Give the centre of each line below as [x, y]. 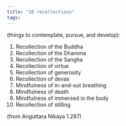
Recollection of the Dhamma [51, 53]
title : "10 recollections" [41, 12]
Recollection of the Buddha [49, 47]
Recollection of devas [43, 79]
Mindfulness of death [42, 91]
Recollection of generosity [48, 72]
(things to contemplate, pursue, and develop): [64, 35]
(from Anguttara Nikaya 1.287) [44, 116]
